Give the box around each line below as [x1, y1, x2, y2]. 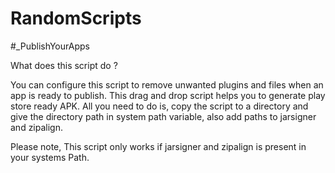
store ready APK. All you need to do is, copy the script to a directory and [10, 100, 309, 112]
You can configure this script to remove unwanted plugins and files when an [10, 78, 324, 91]
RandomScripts [10, 7, 142, 30]
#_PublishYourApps [10, 40, 90, 52]
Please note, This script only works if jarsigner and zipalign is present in [10, 140, 307, 152]
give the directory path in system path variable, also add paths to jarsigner [10, 110, 317, 122]
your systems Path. [10, 151, 90, 163]
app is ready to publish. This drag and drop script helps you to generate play [10, 89, 326, 101]
